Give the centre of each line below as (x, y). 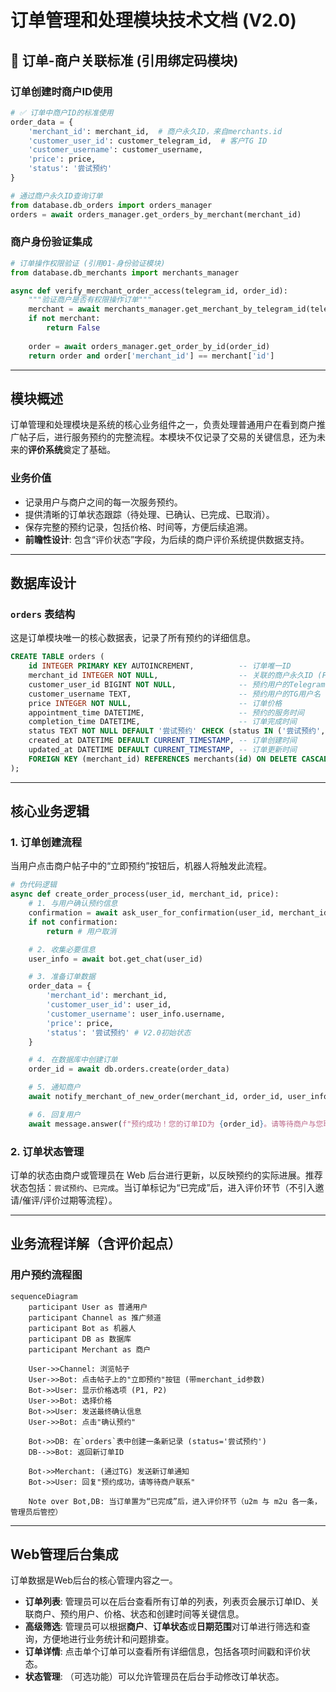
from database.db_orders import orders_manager (111, 205)
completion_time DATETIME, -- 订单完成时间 (162, 722)
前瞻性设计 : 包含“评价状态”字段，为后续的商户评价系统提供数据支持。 (167, 539)
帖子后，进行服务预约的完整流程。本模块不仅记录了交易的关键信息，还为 (167, 437)
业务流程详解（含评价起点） (96, 1244)
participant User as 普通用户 (88, 1307)
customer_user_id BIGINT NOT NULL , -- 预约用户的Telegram (177, 684)
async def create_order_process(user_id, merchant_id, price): (145, 894)
